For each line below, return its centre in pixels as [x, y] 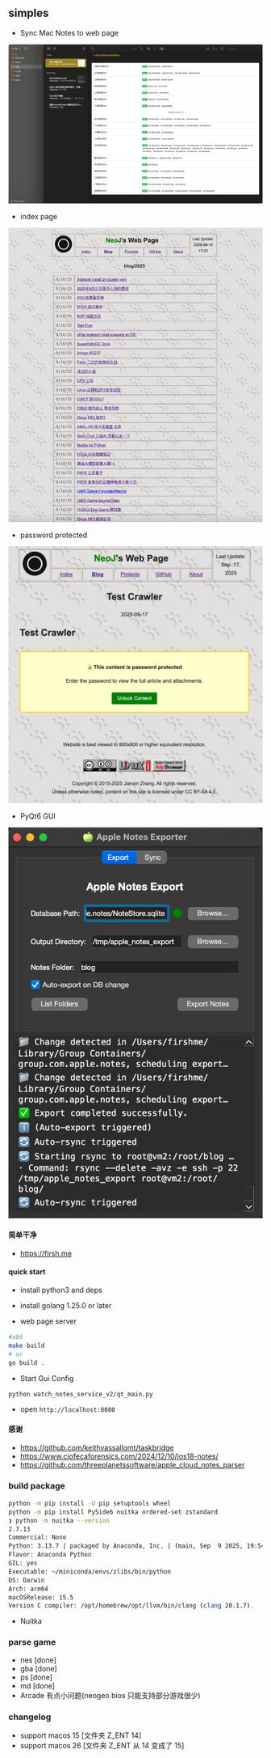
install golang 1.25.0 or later [66, 1306]
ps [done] [36, 1677]
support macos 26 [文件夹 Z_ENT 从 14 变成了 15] [102, 1745]
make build [27, 1345]
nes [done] [38, 1660]
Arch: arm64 [28, 1589]
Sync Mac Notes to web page [69, 32]
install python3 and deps [61, 1290]
